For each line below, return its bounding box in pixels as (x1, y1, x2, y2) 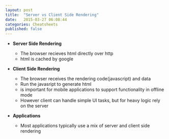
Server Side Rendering (12, 40, 62, 47)
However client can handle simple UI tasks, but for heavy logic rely (20, 98, 160, 104)
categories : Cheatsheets (5, 21, 58, 27)
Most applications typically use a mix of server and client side (20, 123, 150, 129)
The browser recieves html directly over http (20, 51, 114, 57)
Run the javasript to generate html (20, 81, 92, 87)
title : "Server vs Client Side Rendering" (5, 12, 99, 17)
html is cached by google (20, 56, 74, 62)
